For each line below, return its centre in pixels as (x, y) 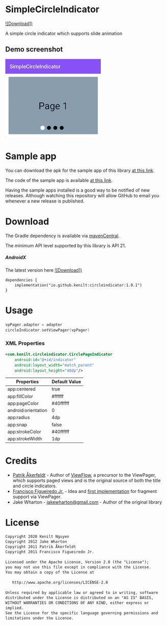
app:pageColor (23, 403)
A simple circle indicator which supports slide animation (64, 33)
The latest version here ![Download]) (44, 270)
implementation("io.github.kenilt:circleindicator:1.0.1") (78, 285)
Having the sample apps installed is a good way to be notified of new (78, 190)
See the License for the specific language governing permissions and (82, 613)
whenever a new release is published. (45, 201)
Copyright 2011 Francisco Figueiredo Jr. (50, 552)
